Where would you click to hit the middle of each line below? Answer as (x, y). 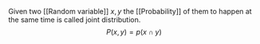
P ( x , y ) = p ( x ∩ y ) (134, 32)
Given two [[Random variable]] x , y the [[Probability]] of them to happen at (130, 11)
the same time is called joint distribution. (75, 20)
